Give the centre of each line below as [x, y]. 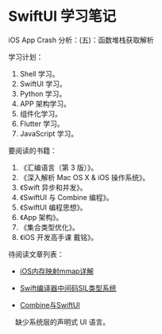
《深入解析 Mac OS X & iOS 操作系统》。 [85, 177]
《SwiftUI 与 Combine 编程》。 [66, 197]
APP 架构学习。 [45, 104]
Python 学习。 [43, 93]
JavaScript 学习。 [48, 133]
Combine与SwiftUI [50, 305]
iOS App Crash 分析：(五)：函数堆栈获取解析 [81, 40]
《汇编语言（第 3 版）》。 [59, 167]
